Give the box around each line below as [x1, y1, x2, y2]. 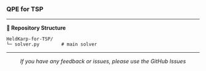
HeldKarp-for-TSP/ [6, 36, 53, 42]
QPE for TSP [6, 5, 44, 13]
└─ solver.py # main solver [6, 41, 97, 47]
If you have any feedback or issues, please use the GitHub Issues [20, 58, 186, 65]
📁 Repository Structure [6, 24, 66, 32]
